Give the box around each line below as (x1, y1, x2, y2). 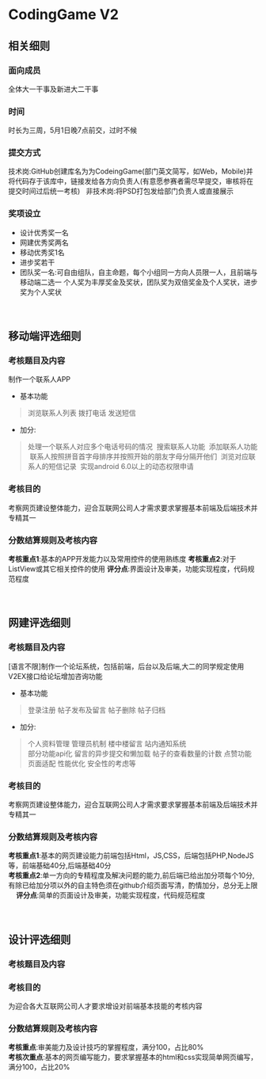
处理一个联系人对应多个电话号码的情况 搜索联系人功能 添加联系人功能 (27, 442, 258, 452)
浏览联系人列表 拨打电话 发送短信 (27, 408, 136, 417)
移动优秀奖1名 (19, 247, 65, 257)
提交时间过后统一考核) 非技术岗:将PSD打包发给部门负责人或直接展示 (8, 186, 234, 196)
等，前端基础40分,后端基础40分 (8, 861, 112, 871)
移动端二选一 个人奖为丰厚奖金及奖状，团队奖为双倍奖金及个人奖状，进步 (19, 277, 258, 287)
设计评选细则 (8, 932, 71, 946)
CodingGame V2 (8, 6, 119, 24)
